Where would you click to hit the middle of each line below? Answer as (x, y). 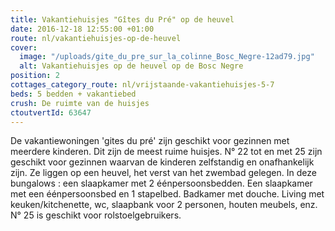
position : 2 (35, 76)
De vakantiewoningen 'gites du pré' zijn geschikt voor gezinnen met (150, 141)
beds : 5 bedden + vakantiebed (73, 94)
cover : (24, 47)
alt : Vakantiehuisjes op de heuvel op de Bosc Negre (131, 66)
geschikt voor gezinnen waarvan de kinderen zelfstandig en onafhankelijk (162, 162)
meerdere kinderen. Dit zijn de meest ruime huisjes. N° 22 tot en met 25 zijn (166, 152)
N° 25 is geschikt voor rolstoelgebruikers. (96, 215)
